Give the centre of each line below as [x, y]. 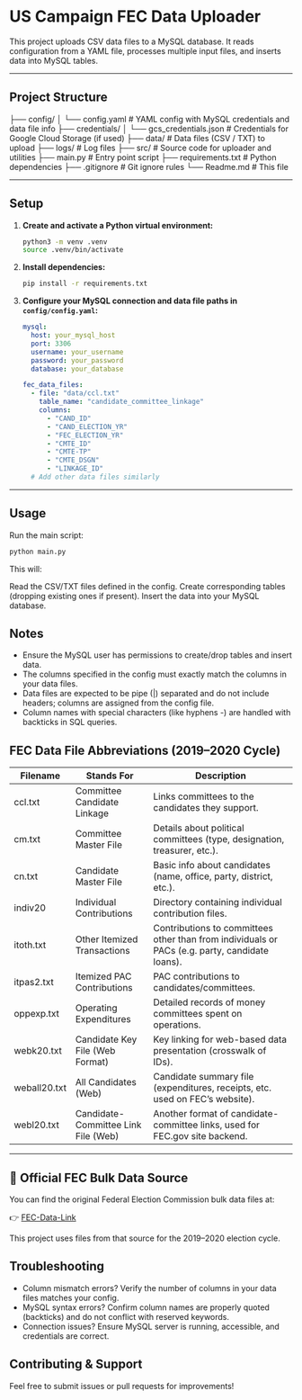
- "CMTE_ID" [69, 444]
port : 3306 [51, 344]
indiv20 [30, 908]
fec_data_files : [53, 385]
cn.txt [26, 876]
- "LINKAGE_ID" [75, 469]
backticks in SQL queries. [70, 722]
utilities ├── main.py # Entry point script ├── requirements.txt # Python [143, 157]
